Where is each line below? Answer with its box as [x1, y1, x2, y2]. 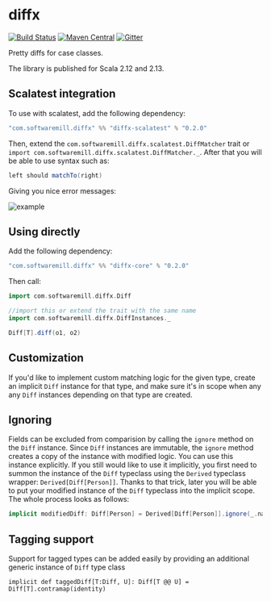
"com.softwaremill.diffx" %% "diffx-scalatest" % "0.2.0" [8, 123, 207, 132]
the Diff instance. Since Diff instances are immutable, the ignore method [8, 443, 254, 453]
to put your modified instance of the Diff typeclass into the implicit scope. [8, 486, 256, 495]
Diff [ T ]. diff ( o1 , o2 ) [8, 328, 81, 336]
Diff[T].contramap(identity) [8, 585, 106, 593]
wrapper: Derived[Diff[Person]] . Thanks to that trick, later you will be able [8, 478, 257, 487]
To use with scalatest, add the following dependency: [8, 108, 186, 118]
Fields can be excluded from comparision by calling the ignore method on [8, 434, 254, 444]
